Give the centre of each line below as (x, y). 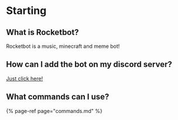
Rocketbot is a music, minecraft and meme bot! (63, 46)
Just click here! (25, 78)
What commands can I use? (58, 97)
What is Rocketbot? (42, 32)
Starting (26, 11)
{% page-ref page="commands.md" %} (54, 111)
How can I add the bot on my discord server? (89, 64)
